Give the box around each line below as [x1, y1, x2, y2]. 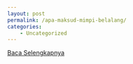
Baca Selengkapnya [7, 49, 65, 57]
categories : [7, 23, 42, 30]
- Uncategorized [20, 29, 68, 37]
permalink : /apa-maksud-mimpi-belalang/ [7, 17, 127, 24]
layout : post [7, 10, 45, 17]
